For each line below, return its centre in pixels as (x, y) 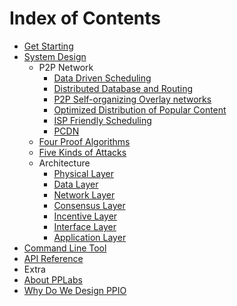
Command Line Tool (65, 248)
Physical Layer (83, 173)
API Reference (53, 258)
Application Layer (90, 237)
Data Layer (76, 184)
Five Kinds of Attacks (82, 152)
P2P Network (66, 67)
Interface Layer (85, 226)
